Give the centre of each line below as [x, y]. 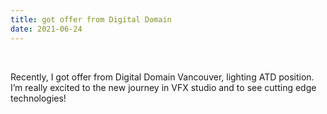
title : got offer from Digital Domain [91, 19]
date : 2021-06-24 [46, 29]
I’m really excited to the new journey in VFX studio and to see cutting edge [163, 87]
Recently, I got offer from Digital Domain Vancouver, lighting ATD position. [162, 77]
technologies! [38, 98]
